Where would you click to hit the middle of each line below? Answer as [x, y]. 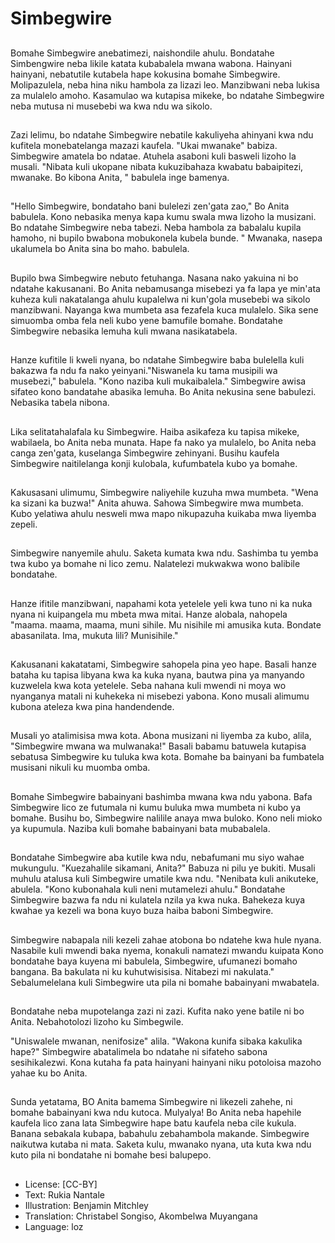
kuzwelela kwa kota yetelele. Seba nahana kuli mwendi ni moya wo [148, 686]
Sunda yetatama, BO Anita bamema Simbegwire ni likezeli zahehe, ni [151, 1102]
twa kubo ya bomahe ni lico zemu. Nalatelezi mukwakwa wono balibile [155, 564]
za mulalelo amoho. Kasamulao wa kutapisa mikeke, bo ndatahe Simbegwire [167, 95]
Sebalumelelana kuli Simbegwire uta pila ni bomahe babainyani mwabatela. [165, 982]
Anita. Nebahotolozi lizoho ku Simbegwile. [97, 1022]
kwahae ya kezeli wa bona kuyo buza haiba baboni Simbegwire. [142, 911]
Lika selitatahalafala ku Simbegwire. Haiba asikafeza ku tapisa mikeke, [155, 431]
